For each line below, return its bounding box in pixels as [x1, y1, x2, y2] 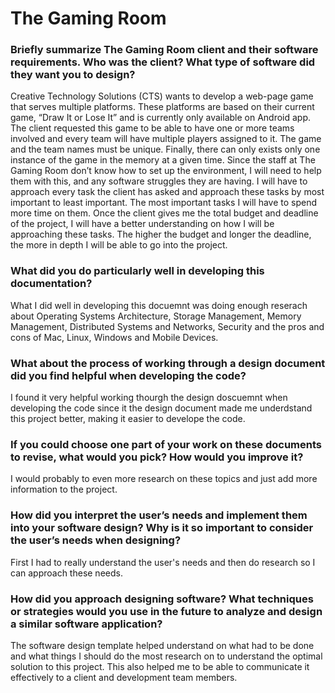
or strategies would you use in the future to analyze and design [10, 604, 323, 618]
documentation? [10, 277, 93, 291]
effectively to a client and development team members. [10, 671, 238, 683]
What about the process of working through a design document [10, 356, 326, 370]
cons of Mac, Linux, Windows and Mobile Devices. [10, 331, 219, 343]
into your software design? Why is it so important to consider [10, 521, 314, 535]
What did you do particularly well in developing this [10, 264, 265, 278]
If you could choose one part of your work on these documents [10, 438, 323, 451]
